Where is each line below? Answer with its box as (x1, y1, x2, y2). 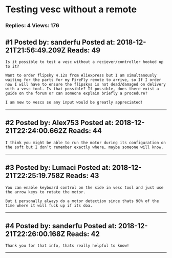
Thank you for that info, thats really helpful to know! (5, 243, 130, 248)
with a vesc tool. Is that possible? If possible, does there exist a (5, 86, 159, 91)
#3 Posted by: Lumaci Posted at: (5, 163, 111, 172)
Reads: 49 (67, 46, 101, 54)
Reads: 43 (66, 171, 99, 180)
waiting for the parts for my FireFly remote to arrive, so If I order (5, 77, 161, 83)
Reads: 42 (66, 229, 100, 238)
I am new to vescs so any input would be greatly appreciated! (5, 100, 143, 105)
